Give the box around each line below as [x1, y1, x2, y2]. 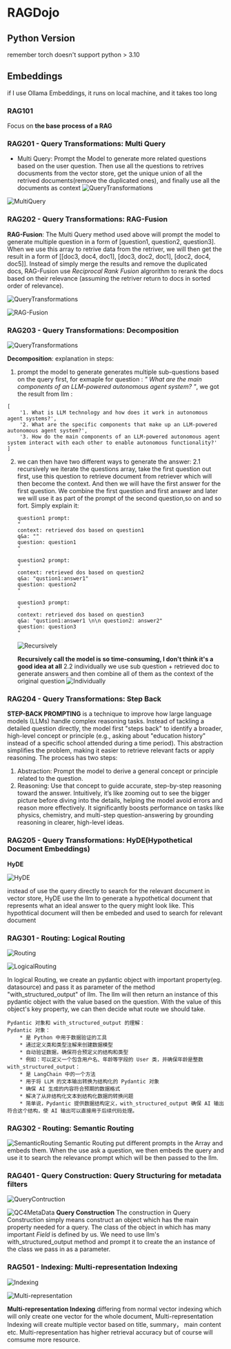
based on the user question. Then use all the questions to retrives [17, 162, 204, 170]
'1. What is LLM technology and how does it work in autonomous [19, 409, 208, 416]
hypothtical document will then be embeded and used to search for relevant [7, 908, 223, 917]
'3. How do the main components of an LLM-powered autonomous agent [19, 433, 221, 440]
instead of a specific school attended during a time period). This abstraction [7, 739, 223, 748]
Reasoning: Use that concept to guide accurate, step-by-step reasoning [17, 781, 222, 790]
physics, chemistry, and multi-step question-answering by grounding [17, 811, 214, 819]
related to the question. [17, 775, 84, 783]
